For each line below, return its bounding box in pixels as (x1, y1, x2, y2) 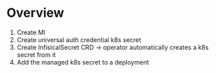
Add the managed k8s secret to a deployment (16, 58, 149, 66)
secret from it (16, 51, 56, 59)
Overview (6, 5, 65, 21)
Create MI (16, 28, 46, 36)
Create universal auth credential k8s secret (16, 35, 142, 44)
